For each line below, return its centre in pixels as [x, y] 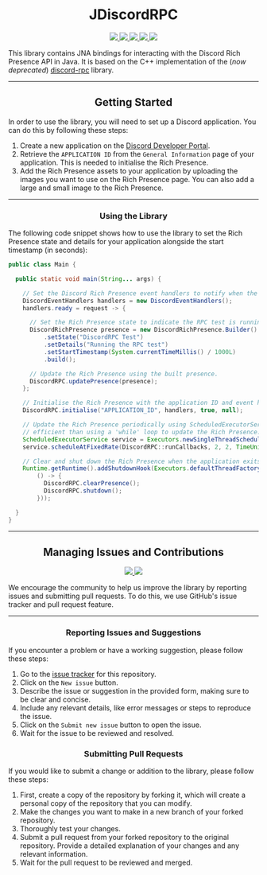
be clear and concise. [55, 699]
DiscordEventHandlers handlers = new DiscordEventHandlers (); [128, 301]
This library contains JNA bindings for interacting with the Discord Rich [124, 52]
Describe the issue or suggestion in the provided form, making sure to [134, 690]
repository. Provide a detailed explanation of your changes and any [130, 846]
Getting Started [133, 102]
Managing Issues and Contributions [133, 552]
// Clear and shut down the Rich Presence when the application [131, 461]
